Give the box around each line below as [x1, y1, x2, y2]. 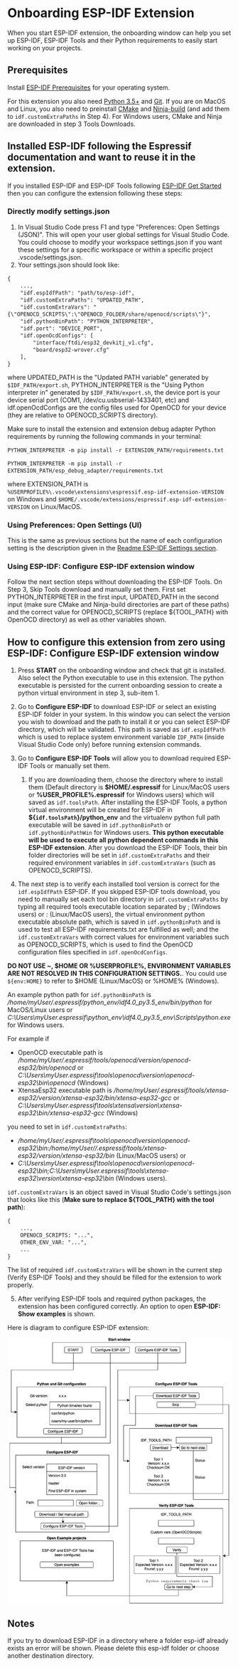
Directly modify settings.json [7, 206, 110, 216]
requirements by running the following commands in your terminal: [7, 432, 202, 440]
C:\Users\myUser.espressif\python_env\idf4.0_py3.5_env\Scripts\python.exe [7, 1013, 231, 1022]
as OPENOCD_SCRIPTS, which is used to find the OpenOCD [17, 940, 193, 949]
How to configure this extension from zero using [7, 636, 226, 648]
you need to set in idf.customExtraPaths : [7, 1122, 127, 1131]
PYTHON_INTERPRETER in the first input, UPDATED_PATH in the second [7, 592, 219, 602]
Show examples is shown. [17, 1310, 96, 1319]
